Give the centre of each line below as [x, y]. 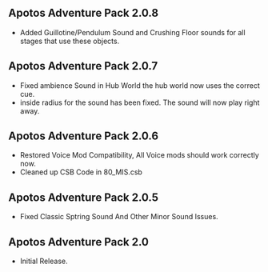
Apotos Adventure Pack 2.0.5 [83, 197]
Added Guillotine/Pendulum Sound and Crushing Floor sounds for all [132, 32]
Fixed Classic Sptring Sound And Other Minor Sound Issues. [119, 217]
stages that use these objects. [70, 41]
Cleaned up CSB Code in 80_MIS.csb [81, 172]
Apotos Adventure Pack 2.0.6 [83, 136]
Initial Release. [44, 261]
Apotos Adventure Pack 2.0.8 [83, 13]
